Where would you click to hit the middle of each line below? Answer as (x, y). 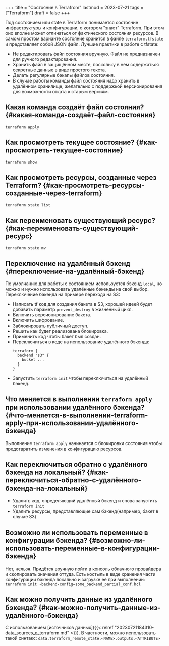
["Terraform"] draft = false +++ (38, 13)
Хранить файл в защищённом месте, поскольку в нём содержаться (86, 65)
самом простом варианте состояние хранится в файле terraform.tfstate (84, 38)
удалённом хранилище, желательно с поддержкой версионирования (87, 86)
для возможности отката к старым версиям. (61, 91)
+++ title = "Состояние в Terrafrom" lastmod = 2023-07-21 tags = (74, 7)
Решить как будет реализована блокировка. (60, 331)
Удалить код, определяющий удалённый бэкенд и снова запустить (85, 500)
